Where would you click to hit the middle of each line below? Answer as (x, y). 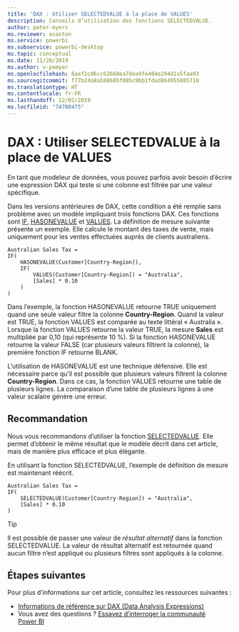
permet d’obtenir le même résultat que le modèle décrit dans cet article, (113, 443)
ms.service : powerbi (38, 41)
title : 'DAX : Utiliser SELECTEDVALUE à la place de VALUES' (100, 14)
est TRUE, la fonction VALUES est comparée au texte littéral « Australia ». (115, 321)
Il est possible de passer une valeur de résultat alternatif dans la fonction (115, 538)
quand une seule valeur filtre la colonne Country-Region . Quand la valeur (116, 314)
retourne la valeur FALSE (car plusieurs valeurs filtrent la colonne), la (108, 344)
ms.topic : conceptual (40, 54)
